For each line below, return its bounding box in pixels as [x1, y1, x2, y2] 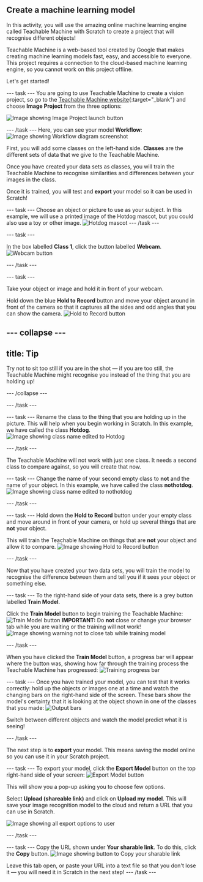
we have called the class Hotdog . [6, 426, 90, 434]
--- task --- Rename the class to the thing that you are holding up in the [6, 413, 186, 421]
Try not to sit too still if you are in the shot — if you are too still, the [6, 364, 174, 372]
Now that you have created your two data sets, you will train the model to [6, 567, 191, 575]
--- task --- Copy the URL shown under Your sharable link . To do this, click [6, 843, 197, 851]
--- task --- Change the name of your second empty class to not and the [6, 475, 190, 483]
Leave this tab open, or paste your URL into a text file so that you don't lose [6, 862, 196, 869]
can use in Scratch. [6, 808, 55, 815]
